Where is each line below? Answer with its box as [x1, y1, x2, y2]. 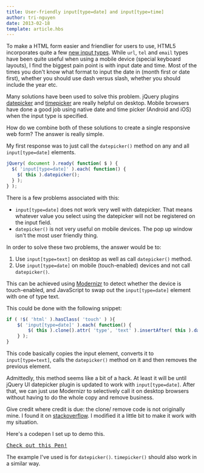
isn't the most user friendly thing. [15, 231, 98, 239]
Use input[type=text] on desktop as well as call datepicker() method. [15, 255, 192, 262]
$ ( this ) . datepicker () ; [17, 172, 80, 178]
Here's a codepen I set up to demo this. [6, 430, 105, 437]
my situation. [6, 418, 39, 426]
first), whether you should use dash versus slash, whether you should [6, 75, 181, 82]
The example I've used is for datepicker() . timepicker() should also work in [6, 454, 197, 460]
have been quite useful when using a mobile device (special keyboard [6, 55, 181, 63]
